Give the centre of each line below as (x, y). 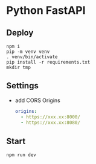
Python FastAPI (46, 11)
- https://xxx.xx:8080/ (50, 123)
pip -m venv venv (28, 52)
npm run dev (21, 155)
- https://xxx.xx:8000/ (50, 117)
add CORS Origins (37, 100)
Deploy (20, 33)
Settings (23, 86)
